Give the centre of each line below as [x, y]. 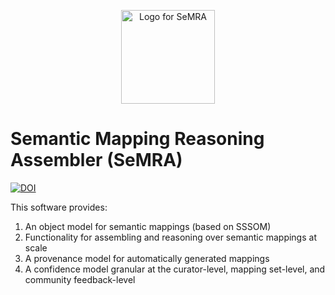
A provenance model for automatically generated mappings [147, 258]
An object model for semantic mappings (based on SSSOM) [148, 226]
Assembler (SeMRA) [96, 160]
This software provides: [59, 207]
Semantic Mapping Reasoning [137, 139]
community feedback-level [80, 279]
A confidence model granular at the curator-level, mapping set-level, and [175, 269]
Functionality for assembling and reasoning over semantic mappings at [170, 237]
